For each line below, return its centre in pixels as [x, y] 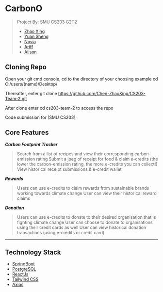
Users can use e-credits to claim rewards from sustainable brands [83, 188]
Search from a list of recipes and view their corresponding [75, 154]
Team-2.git [16, 98]
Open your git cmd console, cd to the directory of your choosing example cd [81, 79]
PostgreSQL [24, 269]
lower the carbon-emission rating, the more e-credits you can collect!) [87, 164]
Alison [31, 52]
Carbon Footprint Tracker [32, 144]
